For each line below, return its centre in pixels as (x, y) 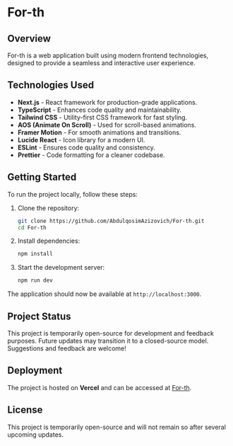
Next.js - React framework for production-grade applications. (107, 102)
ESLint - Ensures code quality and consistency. (86, 147)
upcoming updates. (36, 434)
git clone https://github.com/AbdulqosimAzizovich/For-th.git (111, 221)
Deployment (35, 371)
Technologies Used (50, 85)
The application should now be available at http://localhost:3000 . (104, 294)
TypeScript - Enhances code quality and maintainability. (100, 110)
